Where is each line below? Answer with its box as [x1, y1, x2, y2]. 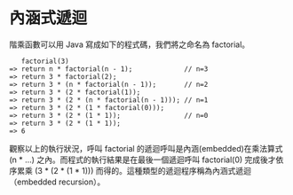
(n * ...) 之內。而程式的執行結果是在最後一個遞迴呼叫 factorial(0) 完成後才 [9, 154, 277, 165]
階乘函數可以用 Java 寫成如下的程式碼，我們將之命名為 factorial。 [9, 39, 250, 50]
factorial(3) [20, 57, 69, 66]
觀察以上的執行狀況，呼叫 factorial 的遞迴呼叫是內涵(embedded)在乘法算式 [9, 143, 283, 153]
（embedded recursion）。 [9, 176, 106, 187]
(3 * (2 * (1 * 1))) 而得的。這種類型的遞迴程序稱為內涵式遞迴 [34, 165, 251, 175]
